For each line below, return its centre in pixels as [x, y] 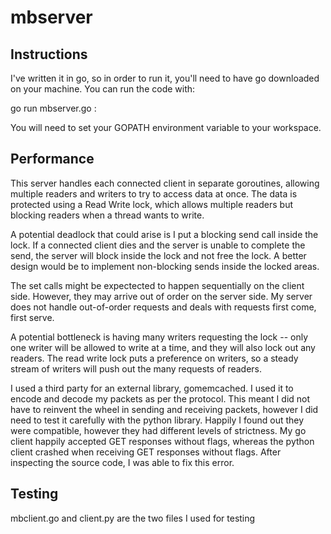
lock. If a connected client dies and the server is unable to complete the [158, 245]
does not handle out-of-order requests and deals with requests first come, [163, 307]
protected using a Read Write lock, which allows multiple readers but [151, 204]
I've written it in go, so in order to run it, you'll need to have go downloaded [165, 78]
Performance [52, 159]
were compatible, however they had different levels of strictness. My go [158, 430]
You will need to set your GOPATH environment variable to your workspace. [166, 127]
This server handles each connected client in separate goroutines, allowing [165, 183]
